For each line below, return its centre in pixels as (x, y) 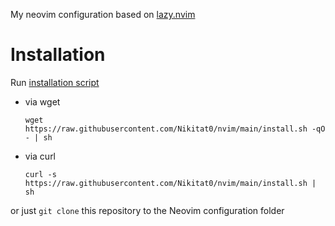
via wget (42, 101)
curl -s (40, 174)
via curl (40, 156)
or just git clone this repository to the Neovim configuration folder (147, 210)
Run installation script (55, 82)
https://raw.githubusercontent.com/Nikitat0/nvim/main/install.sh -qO (175, 129)
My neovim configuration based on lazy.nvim (103, 14)
